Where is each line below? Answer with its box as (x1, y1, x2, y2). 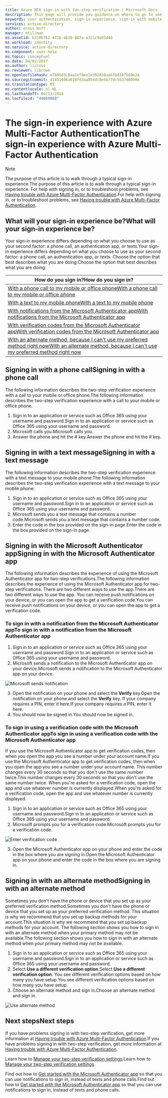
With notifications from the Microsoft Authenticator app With (7, 308, 148, 314)
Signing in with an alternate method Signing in (5, 877, 150, 885)
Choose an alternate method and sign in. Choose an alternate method (12, 987, 155, 993)
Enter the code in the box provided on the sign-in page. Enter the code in (12, 521, 162, 527)
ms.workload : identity (5, 40, 52, 45)
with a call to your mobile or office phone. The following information (5, 392, 143, 398)
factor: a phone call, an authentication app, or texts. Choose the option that (5, 254, 160, 259)
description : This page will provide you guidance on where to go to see (5, 12, 162, 17)
